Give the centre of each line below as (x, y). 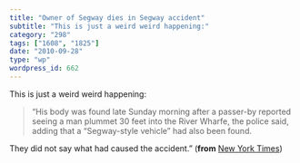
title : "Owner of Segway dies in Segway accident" (107, 18)
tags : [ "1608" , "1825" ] (55, 43)
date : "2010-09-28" (46, 52)
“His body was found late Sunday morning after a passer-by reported (161, 111)
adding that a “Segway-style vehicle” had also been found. (142, 130)
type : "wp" (30, 60)
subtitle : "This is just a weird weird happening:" (109, 26)
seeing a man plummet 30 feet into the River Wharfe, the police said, (160, 121)
